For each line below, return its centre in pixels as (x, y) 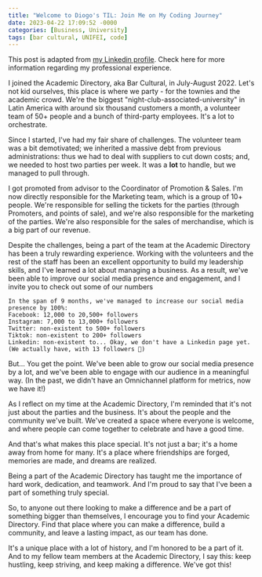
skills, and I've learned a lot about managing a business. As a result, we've (128, 270)
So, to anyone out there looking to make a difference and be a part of (120, 508)
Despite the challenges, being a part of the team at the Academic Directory (129, 245)
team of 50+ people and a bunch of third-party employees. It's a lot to (121, 116)
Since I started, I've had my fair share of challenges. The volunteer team (125, 140)
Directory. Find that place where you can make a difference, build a (116, 524)
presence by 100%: (38, 308)
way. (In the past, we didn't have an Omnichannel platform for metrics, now (129, 380)
